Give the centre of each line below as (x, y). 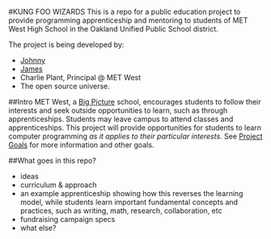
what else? (38, 228)
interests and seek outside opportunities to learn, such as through (118, 110)
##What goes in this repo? (53, 160)
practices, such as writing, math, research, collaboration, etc (121, 211)
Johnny (33, 60)
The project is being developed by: (66, 45)
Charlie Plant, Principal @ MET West (80, 77)
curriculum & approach (58, 185)
